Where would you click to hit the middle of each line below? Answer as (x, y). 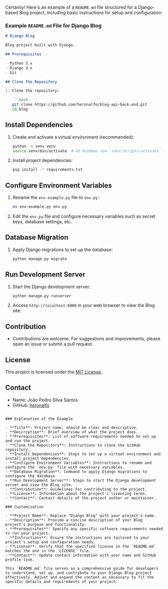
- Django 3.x (19, 68)
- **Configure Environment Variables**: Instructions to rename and (78, 463)
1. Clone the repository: (32, 91)
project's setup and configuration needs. (50, 542)
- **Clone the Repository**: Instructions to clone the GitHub (73, 445)
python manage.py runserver (42, 296)
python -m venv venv (34, 146)
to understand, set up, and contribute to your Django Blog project (78, 573)
